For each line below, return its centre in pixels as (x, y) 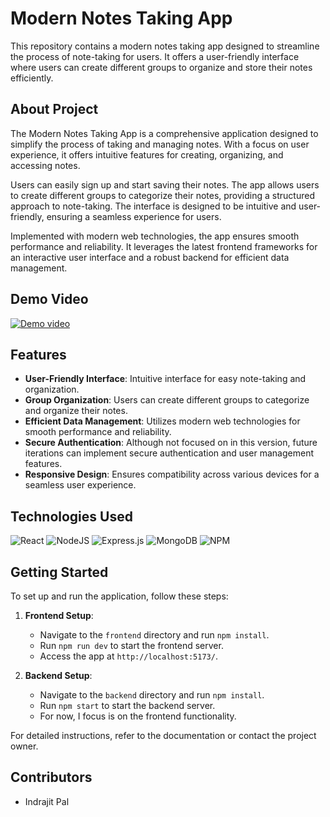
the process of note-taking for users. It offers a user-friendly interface (155, 56)
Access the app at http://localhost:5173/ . (128, 656)
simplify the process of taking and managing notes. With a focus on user (160, 144)
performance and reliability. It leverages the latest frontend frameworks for (164, 246)
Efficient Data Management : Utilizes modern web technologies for (162, 421)
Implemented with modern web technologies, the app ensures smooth (155, 236)
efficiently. (32, 78)
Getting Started (59, 572)
